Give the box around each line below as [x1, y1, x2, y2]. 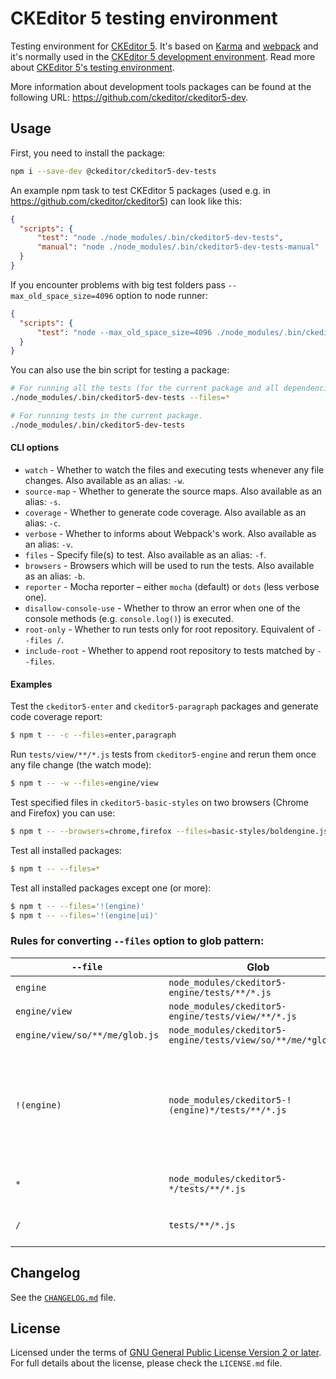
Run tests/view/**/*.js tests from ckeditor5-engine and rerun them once [10, 748, 317, 761]
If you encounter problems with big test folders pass [10, 278, 226, 291]
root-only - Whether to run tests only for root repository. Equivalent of [24, 623, 315, 635]
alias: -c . [24, 517, 62, 529]
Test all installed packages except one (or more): [10, 882, 212, 894]
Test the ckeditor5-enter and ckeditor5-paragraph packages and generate [10, 700, 319, 712]
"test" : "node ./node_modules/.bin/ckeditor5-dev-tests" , [36, 233, 284, 243]
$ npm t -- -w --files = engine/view [10, 778, 159, 789]
